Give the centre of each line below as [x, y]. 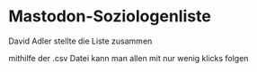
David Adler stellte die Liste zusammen [80, 41]
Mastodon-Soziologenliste [110, 16]
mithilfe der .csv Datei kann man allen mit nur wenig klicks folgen [128, 58]
